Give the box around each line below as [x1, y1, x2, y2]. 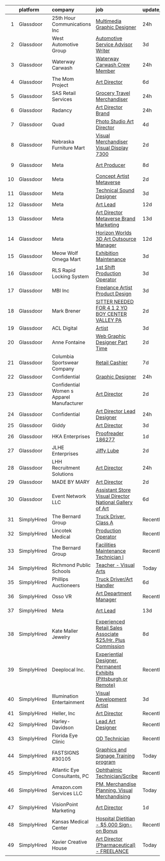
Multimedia [95, 18, 122, 24]
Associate [95, 631, 119, 637]
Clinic [52, 738, 65, 745]
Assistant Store [95, 487, 131, 493]
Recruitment [52, 465, 80, 471]
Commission [95, 643, 125, 649]
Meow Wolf [52, 250, 79, 256]
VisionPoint [52, 801, 78, 808]
